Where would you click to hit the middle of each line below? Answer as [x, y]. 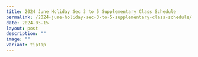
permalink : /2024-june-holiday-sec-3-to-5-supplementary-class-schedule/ [99, 17]
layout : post [22, 28]
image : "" [18, 39]
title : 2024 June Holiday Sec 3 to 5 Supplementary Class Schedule [91, 12]
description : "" [26, 34]
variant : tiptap [26, 45]
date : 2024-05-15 [28, 23]
